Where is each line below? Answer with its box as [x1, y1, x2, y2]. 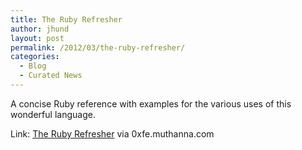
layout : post [10, 33, 65, 43]
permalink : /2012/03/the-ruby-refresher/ [10, 42, 186, 53]
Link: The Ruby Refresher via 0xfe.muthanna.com [10, 127, 215, 140]
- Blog [19, 61, 47, 71]
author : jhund [10, 24, 70, 34]
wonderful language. [10, 108, 96, 120]
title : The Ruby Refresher [10, 14, 123, 25]
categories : [10, 52, 60, 62]
